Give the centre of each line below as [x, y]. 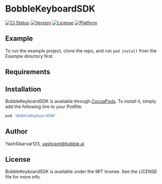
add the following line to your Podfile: [44, 106]
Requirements [28, 72]
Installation [23, 89]
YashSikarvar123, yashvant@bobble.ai [45, 144]
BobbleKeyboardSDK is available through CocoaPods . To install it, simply [81, 101]
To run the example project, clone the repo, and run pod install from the [81, 50]
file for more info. [23, 177]
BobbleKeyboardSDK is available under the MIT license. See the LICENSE [81, 171]
